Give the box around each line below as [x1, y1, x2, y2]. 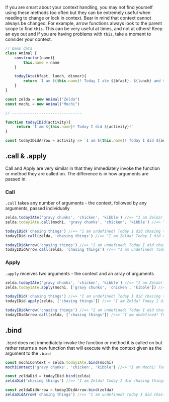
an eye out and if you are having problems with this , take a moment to [5, 31, 151, 37]
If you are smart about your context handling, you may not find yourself [5, 5, 153, 10]
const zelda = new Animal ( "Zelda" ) [5, 96, 80, 102]
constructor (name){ [14, 55, 55, 60]
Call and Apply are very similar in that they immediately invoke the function [5, 165, 160, 171]
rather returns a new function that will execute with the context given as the [5, 345, 162, 351]
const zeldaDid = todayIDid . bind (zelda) [5, 374, 92, 379]
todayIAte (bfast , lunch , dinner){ [14, 74, 87, 79]
